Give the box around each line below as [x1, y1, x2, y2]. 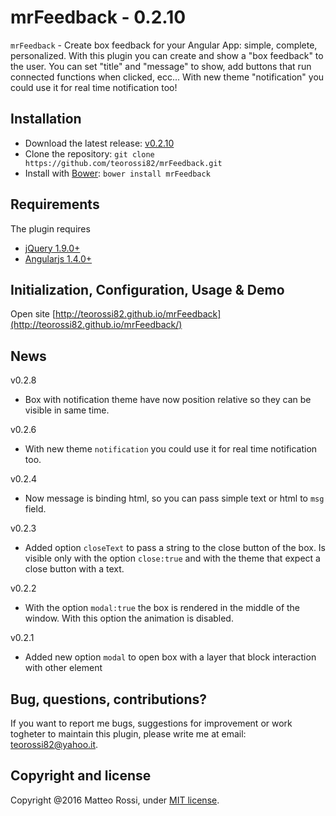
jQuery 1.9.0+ [24, 242, 81, 254]
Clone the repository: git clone [24, 147, 155, 160]
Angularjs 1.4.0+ [24, 252, 93, 265]
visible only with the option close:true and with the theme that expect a [24, 552, 321, 565]
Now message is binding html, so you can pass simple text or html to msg [24, 492, 325, 505]
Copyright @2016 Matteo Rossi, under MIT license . [10, 794, 220, 806]
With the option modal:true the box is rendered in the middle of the [24, 602, 301, 614]
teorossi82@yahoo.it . [10, 739, 99, 750]
